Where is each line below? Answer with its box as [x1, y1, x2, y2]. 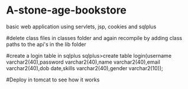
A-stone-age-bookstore [6, 4, 127, 17]
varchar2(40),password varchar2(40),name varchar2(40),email [6, 58, 161, 65]
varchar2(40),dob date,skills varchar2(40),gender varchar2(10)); [6, 64, 164, 71]
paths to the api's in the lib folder [6, 41, 87, 48]
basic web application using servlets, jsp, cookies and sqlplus [6, 23, 157, 30]
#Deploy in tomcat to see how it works [6, 76, 100, 83]
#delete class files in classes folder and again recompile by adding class [6, 34, 182, 41]
